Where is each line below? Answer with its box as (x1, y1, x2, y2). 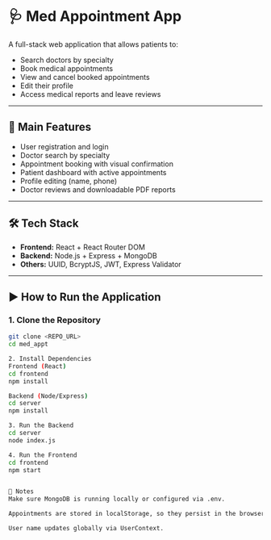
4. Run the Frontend (8, 450, 78, 459)
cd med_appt (8, 341, 48, 349)
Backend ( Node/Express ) (8, 391, 89, 400)
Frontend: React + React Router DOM (19, 242, 145, 252)
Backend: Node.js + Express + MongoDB (19, 250, 157, 260)
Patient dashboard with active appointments (19, 167, 167, 177)
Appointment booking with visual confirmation (19, 159, 173, 169)
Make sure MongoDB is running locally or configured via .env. (8, 495, 226, 504)
